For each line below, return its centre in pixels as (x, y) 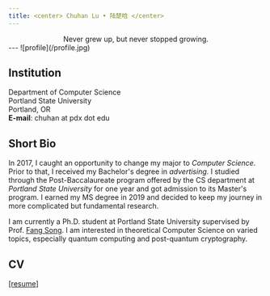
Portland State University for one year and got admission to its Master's (128, 189)
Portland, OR (30, 109)
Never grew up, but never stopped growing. (136, 39)
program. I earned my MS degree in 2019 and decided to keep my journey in (135, 197)
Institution (35, 73)
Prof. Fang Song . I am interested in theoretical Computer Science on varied (133, 230)
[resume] (23, 284)
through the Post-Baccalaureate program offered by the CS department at (131, 180)
